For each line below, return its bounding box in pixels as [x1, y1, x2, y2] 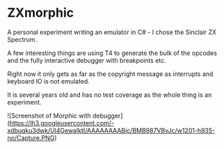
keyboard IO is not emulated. [7, 77, 90, 85]
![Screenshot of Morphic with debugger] [7, 111, 123, 120]
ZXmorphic [7, 5, 74, 21]
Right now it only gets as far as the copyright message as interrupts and [7, 70, 214, 78]
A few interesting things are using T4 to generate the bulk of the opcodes [7, 49, 218, 57]
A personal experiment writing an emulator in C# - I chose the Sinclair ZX [7, 28, 217, 36]
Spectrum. [7, 35, 38, 43]
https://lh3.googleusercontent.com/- [9, 118, 115, 127]
